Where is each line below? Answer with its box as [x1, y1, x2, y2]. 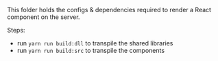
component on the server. [7, 13, 80, 21]
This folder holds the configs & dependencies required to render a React [7, 6, 211, 14]
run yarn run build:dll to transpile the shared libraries [16, 39, 173, 47]
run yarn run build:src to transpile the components [16, 47, 165, 54]
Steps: [7, 26, 25, 34]
